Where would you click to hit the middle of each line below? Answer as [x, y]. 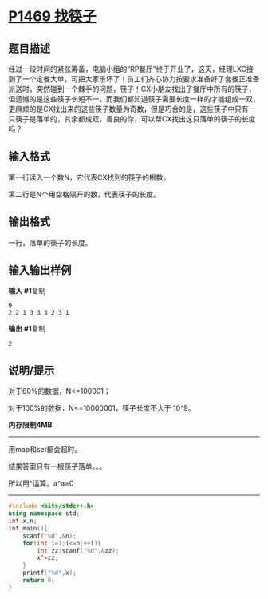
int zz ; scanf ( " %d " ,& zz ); [78, 551]
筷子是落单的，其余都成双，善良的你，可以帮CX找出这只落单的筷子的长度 [135, 119]
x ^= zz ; [48, 558]
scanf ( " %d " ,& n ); [50, 536]
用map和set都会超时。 [45, 450]
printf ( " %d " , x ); [50, 573]
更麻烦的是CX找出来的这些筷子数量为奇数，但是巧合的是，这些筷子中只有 [128, 109]
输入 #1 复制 [27, 291]
